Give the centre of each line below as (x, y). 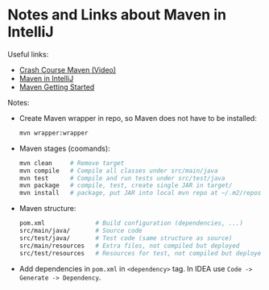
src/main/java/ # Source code (81, 231)
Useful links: (28, 54)
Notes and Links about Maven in (117, 15)
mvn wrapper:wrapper (54, 133)
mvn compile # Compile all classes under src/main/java (118, 171)
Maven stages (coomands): (64, 148)
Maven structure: (48, 209)
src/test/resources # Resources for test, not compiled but (126, 253)
